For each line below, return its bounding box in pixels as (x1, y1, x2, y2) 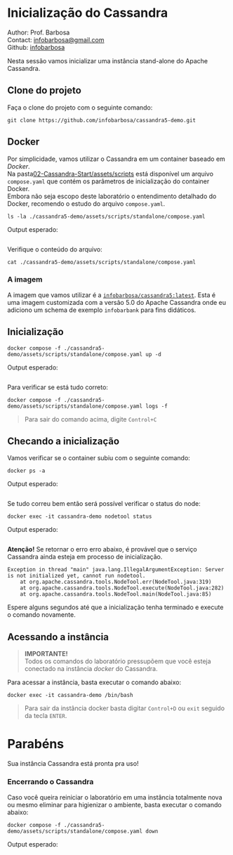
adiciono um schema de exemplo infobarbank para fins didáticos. (7, 306, 197, 314)
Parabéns (7, 736, 65, 752)
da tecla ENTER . (24, 712, 67, 720)
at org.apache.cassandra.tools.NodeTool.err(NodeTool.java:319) (20, 578, 212, 586)
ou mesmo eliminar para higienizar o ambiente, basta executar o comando (7, 800, 222, 809)
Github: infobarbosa (7, 43, 65, 51)
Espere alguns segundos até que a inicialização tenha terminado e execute (7, 603, 224, 612)
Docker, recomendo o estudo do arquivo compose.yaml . (7, 199, 166, 208)
